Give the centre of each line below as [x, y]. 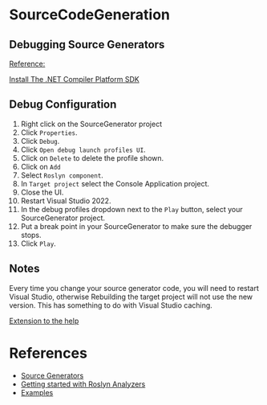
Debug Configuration [63, 105]
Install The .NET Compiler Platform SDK [74, 79]
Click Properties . [49, 132]
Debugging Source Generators [87, 45]
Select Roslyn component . [62, 175]
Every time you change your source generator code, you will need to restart [134, 288]
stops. [31, 235]
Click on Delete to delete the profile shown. [92, 157]
